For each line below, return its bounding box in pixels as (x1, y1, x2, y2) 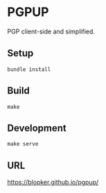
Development (7, 122, 67, 134)
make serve (7, 141, 39, 148)
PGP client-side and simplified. (7, 27, 96, 36)
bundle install (7, 65, 51, 73)
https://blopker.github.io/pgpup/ (7, 178, 99, 187)
